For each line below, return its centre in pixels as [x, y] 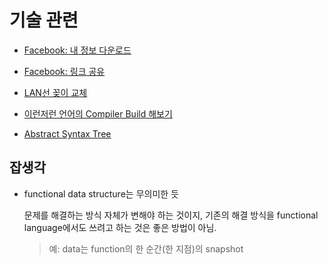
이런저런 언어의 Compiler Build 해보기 [98, 113]
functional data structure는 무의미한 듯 [101, 193]
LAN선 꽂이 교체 [55, 92]
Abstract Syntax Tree [67, 133]
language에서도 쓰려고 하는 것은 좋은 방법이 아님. [120, 227]
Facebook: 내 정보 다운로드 [77, 50]
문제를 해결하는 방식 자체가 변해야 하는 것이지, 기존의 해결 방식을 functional [171, 215]
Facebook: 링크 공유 [64, 71]
